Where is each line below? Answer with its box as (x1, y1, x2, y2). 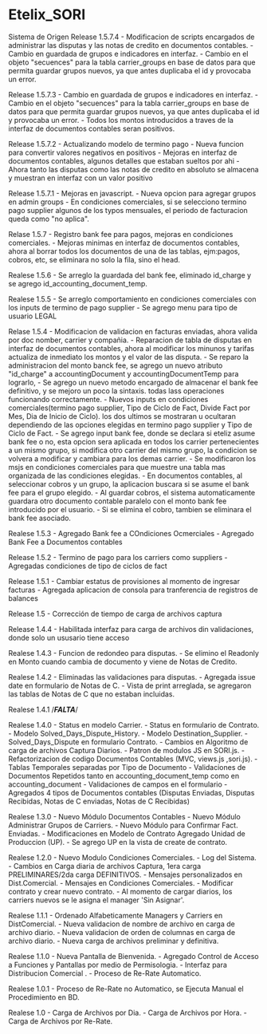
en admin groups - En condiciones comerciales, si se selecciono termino (8, 197, 247, 207)
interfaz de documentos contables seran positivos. (8, 124, 175, 133)
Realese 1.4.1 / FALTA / (8, 704, 78, 714)
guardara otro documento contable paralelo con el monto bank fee (8, 496, 227, 506)
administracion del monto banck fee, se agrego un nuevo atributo (8, 361, 223, 370)
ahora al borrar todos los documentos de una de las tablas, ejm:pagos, (8, 246, 241, 256)
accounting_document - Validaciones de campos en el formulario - (8, 779, 228, 789)
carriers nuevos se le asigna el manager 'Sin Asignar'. (8, 895, 185, 905)
